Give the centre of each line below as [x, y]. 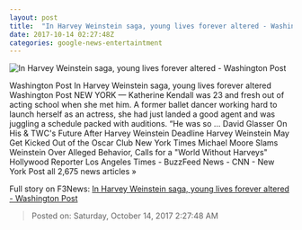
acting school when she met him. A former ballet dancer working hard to [143, 105]
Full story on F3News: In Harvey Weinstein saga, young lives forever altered [150, 189]
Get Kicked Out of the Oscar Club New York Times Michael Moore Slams [144, 143]
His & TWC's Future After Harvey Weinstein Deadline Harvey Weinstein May [150, 133]
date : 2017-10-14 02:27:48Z [62, 34]
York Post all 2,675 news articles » [73, 172]
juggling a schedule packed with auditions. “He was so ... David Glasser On [148, 124]
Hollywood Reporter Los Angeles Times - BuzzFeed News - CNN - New [142, 162]
